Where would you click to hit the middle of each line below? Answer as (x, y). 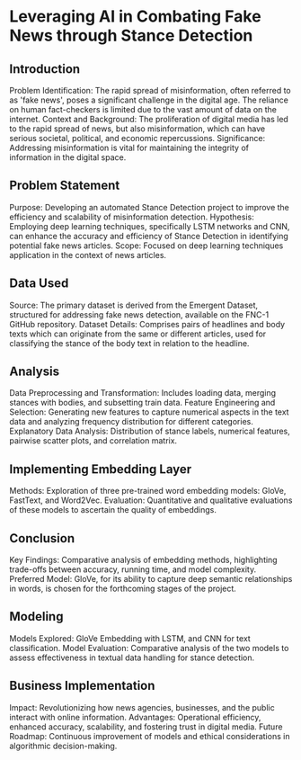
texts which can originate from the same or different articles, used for (138, 334)
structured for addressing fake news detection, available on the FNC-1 (139, 314)
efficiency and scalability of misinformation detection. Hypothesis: (132, 217)
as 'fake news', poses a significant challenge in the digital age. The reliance (149, 100)
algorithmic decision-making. (63, 746)
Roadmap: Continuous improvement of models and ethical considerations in (150, 736)
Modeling (36, 617)
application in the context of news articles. (88, 255)
